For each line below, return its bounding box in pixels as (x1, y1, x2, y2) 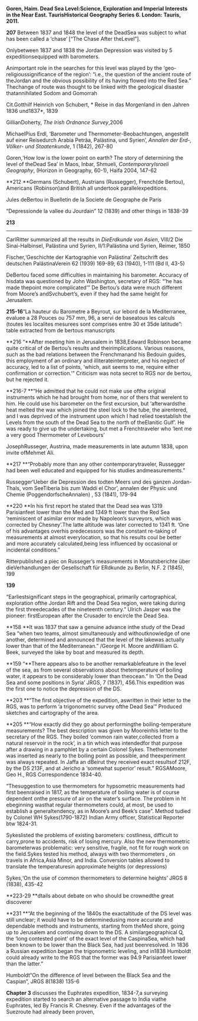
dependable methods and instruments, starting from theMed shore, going (6, 922, 184, 929)
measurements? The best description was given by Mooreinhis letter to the (6, 727, 188, 734)
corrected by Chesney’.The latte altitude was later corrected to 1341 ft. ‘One (6, 521, 190, 528)
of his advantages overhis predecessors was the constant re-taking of (6, 527, 177, 534)
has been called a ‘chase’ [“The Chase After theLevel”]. (6, 35, 140, 42)
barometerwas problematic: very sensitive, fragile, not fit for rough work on (6, 844, 189, 851)
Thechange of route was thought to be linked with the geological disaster (6, 83, 184, 90)
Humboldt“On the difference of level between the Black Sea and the (6, 972, 171, 978)
